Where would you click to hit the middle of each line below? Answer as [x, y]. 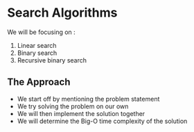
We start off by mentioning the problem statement [88, 99]
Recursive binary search [52, 60]
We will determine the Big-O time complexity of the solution [102, 121]
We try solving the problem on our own [73, 106]
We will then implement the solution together [81, 113]
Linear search [37, 45]
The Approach [39, 82]
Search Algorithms [62, 13]
